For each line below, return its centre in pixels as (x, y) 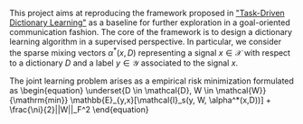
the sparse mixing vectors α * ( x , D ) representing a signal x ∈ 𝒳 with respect (150, 52)
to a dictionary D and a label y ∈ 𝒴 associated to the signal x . (124, 63)
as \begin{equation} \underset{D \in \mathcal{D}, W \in (112, 90)
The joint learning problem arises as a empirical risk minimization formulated (151, 81)
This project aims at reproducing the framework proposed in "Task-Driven (147, 13)
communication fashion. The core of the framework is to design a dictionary (151, 32)
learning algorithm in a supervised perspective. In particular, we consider (146, 41)
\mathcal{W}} (241, 90)
